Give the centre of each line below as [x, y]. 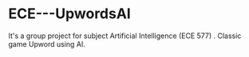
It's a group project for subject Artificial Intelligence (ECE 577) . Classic [125, 36]
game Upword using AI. [47, 44]
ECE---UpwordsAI [70, 14]
